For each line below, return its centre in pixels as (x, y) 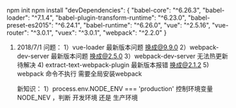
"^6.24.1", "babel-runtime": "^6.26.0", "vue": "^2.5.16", (132, 25)
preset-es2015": (30, 25)
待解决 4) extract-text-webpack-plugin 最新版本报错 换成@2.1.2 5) (113, 65)
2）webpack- (199, 47)
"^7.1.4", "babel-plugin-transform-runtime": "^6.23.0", (109, 18)
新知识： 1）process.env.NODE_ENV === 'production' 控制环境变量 (115, 89)
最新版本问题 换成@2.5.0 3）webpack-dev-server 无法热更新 (140, 56)
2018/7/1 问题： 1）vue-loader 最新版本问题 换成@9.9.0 (97, 47)
